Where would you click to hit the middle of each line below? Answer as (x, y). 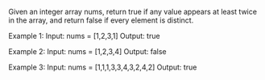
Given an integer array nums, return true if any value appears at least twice (133, 12)
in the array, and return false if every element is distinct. (101, 20)
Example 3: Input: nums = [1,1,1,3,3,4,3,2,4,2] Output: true (103, 67)
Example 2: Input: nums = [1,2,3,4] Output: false (87, 51)
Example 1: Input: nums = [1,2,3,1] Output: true (84, 36)
